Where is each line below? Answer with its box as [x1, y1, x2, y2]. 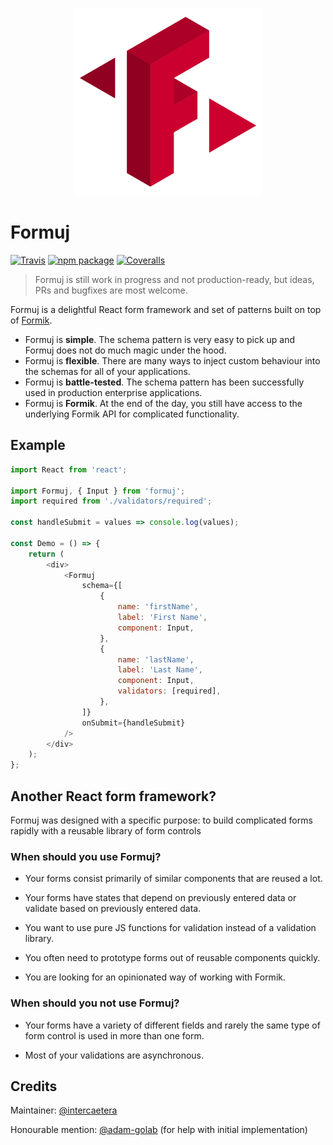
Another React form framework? [10, 788, 217, 805]
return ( [28, 549, 65, 559]
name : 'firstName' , [117, 602, 199, 612]
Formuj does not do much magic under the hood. [24, 344, 227, 356]
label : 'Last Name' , [117, 665, 203, 675]
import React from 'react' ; [10, 464, 128, 475]
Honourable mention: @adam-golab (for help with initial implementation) [10, 1124, 308, 1136]
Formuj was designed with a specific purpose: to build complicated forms [10, 814, 313, 826]
